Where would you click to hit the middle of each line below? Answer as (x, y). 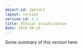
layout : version (22, 14)
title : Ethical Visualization (36, 24)
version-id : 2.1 (22, 19)
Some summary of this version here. (42, 42)
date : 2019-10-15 (23, 28)
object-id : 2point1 (25, 10)
